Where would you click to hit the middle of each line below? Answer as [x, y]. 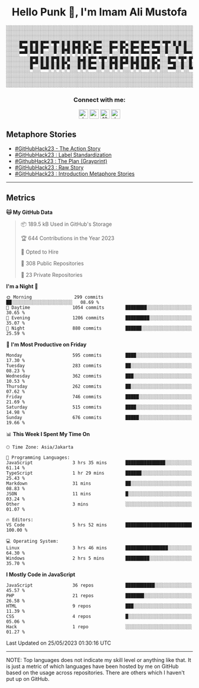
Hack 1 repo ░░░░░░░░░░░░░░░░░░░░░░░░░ [99, 627]
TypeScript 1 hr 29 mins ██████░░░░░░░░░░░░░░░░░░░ [99, 473]
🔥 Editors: [20, 520]
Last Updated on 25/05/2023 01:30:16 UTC [59, 643]
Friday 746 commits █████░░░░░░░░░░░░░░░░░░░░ [99, 396]
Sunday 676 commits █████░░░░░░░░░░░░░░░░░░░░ [99, 417]
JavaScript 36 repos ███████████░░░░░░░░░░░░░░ [99, 585]
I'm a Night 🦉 [22, 286]
